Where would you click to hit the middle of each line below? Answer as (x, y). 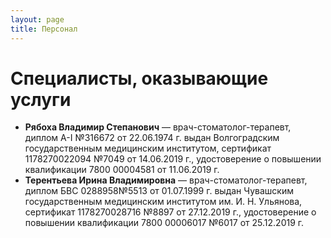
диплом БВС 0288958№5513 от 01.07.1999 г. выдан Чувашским (159, 191)
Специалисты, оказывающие (139, 78)
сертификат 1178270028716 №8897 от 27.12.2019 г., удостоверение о (170, 212)
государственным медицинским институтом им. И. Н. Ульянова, (163, 202)
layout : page (37, 19)
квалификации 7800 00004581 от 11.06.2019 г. (122, 170)
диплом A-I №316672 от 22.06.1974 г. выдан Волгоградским (152, 138)
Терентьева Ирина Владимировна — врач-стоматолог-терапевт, (166, 180)
